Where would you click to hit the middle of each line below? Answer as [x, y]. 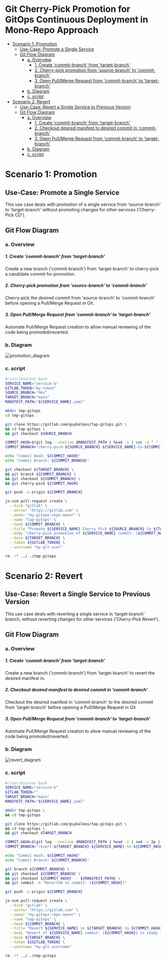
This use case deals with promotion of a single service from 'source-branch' [83, 204]
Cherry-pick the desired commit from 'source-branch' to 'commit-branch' [80, 298]
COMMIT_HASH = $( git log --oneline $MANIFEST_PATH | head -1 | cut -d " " [82, 442]
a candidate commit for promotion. [40, 274]
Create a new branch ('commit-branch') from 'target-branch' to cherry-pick [82, 269]
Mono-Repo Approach [52, 30]
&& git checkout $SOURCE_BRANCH [38, 433]
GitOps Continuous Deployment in [77, 20]
